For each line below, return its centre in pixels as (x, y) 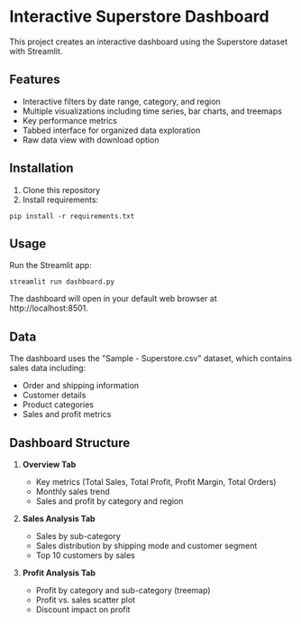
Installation (41, 168)
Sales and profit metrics (67, 414)
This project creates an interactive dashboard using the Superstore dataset (149, 42)
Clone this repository (61, 190)
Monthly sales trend (73, 491)
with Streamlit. (36, 51)
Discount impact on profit (83, 610)
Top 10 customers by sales (85, 555)
